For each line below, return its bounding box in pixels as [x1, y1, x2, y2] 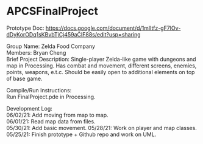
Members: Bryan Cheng [6, 49, 66, 56]
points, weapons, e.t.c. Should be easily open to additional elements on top [6, 68, 195, 75]
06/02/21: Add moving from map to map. [6, 111, 109, 118]
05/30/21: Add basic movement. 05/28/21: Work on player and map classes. [6, 124, 197, 131]
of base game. [6, 75, 43, 82]
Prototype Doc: [6, 24, 45, 32]
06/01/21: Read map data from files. [6, 117, 96, 125]
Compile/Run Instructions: [6, 86, 72, 94]
